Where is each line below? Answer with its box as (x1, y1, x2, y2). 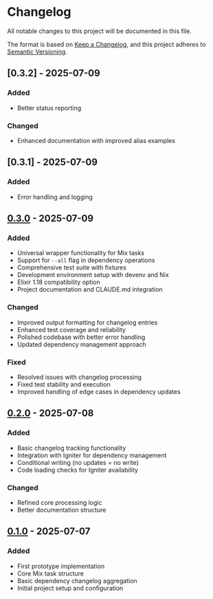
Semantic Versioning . (7, 47, 67, 56)
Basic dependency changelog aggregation (16, 576, 137, 585)
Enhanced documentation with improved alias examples (16, 136, 175, 144)
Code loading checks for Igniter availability (16, 466, 139, 474)
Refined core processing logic (16, 498, 102, 506)
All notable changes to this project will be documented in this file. (7, 27, 192, 35)
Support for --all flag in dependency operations (16, 256, 155, 265)
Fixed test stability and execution (16, 380, 111, 389)
